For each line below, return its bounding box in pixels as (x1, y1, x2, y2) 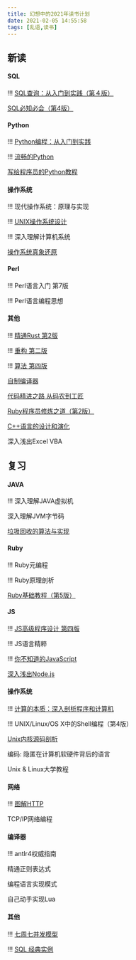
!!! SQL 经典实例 (7, 944, 54, 954)
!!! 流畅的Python (7, 152, 55, 161)
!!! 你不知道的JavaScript (7, 654, 77, 663)
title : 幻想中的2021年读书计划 (7, 10, 90, 18)
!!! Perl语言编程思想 (7, 296, 64, 305)
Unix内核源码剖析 (7, 734, 58, 743)
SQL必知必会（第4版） (7, 104, 74, 112)
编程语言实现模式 (7, 880, 57, 888)
